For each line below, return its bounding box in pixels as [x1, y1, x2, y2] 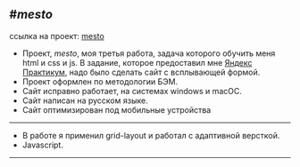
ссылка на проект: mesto [9, 30, 104, 41]
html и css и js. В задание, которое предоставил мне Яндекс [21, 57, 253, 68]
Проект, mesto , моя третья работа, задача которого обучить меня [21, 48, 276, 59]
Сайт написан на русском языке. [21, 95, 149, 106]
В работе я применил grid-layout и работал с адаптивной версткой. [21, 130, 280, 140]
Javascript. [21, 139, 64, 150]
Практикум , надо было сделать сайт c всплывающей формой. [21, 67, 261, 77]
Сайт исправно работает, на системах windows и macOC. [21, 85, 243, 96]
